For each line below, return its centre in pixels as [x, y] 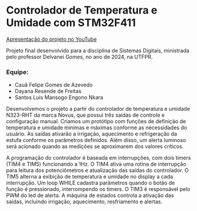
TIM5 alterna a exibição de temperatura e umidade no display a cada [90, 177]
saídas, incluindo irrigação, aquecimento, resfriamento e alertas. [84, 202]
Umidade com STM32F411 [71, 23]
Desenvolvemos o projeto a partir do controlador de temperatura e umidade [98, 109]
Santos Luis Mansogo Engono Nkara [59, 97]
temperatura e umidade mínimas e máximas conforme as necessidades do [97, 128]
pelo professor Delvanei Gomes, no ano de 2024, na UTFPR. [80, 57]
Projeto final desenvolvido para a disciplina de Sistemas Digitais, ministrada [98, 50]
